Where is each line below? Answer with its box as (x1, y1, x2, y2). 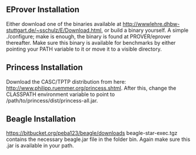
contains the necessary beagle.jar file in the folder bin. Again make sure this (6, 136, 191, 143)
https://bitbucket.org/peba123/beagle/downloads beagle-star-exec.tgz (6, 130, 178, 137)
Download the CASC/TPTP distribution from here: (6, 78, 127, 85)
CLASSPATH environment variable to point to (6, 91, 115, 98)
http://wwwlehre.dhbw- (122, 20, 180, 27)
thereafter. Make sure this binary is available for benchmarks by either (6, 39, 176, 46)
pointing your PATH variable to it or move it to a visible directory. (6, 45, 162, 52)
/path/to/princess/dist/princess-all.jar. (6, 97, 98, 104)
